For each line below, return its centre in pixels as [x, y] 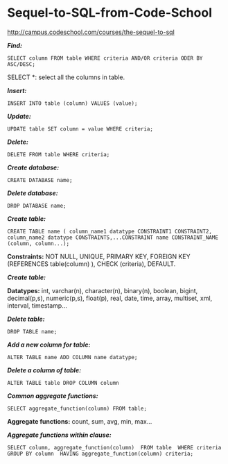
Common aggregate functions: [53, 396]
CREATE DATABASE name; [40, 180]
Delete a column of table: [44, 370]
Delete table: [26, 319]
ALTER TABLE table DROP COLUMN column [63, 383]
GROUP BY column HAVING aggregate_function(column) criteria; [100, 454]
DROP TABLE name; [32, 331]
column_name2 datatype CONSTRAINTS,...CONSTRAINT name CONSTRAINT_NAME [113, 238]
